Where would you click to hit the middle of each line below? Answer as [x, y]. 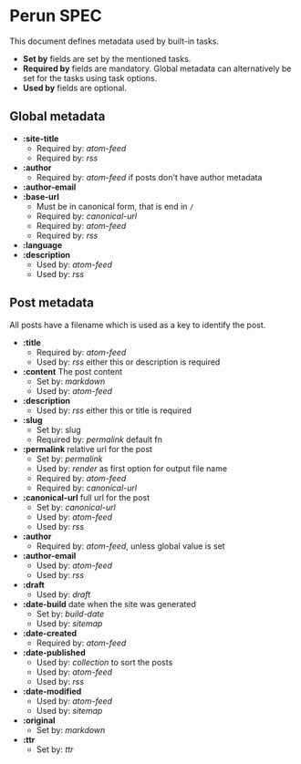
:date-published [54, 652]
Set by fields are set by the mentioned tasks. [107, 58]
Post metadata [52, 303]
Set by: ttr [55, 749]
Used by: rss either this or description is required [128, 362]
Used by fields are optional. [75, 88]
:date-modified [52, 691]
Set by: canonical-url [76, 507]
